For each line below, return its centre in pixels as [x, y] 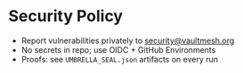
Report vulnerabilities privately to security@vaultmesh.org [128, 40]
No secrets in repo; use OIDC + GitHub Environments [118, 49]
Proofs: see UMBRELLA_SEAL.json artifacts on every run [120, 59]
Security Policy [66, 16]
